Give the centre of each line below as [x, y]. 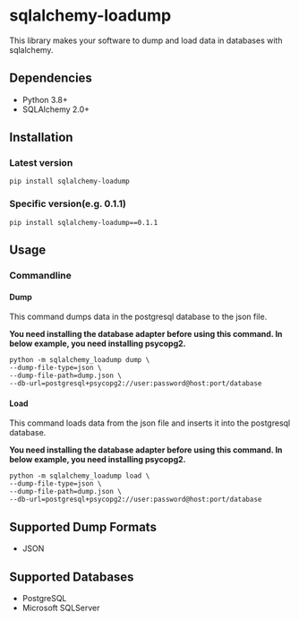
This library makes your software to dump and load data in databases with [146, 40]
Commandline [40, 276]
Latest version [41, 163]
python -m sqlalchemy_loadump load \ [80, 476]
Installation [41, 138]
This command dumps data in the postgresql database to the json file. [138, 317]
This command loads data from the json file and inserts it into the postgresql [150, 423]
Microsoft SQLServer [61, 608]
